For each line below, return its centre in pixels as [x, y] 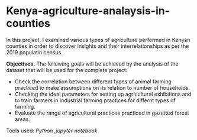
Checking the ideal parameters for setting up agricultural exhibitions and [103, 94]
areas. [22, 119]
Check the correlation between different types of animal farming [93, 82]
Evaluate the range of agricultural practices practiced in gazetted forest [102, 113]
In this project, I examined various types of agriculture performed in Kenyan [98, 40]
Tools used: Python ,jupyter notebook [52, 131]
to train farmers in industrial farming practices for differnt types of [95, 100]
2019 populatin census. [35, 52]
